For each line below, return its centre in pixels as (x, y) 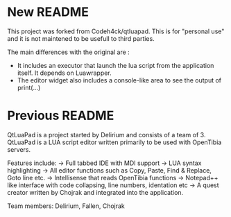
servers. (19, 149)
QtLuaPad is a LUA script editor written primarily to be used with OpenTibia (114, 142)
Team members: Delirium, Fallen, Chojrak (66, 206)
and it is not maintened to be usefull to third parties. (81, 38)
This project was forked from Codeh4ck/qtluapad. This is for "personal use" (116, 31)
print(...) (29, 87)
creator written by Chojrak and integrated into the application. (95, 192)
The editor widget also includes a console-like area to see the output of (119, 80)
